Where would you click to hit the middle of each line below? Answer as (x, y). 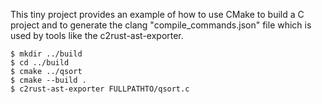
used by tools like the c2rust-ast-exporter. (97, 35)
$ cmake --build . (48, 80)
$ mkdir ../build (46, 54)
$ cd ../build (40, 63)
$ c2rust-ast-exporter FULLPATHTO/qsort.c (100, 89)
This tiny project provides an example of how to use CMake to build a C (157, 14)
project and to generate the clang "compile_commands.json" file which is (161, 25)
